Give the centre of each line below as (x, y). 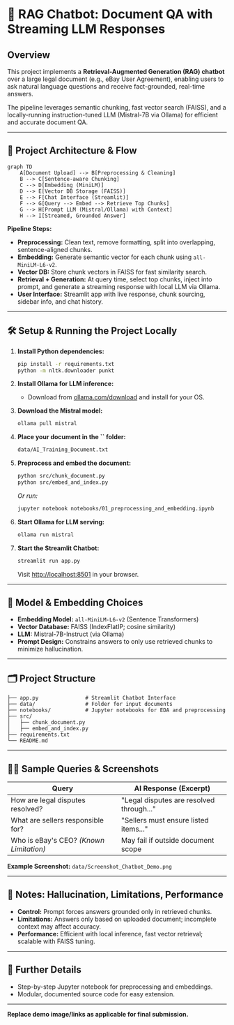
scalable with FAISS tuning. (56, 941)
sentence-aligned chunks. (55, 249)
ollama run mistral (46, 534)
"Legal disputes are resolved (168, 800)
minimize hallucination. (50, 649)
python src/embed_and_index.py (63, 482)
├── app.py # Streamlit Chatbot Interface (92, 698)
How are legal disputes (48, 800)
